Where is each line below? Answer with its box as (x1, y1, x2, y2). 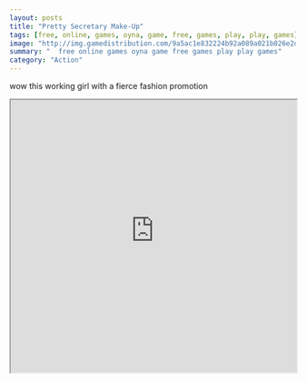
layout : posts (9, 13, 64, 23)
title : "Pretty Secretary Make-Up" (9, 22, 144, 31)
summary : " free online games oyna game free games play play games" (9, 47, 282, 56)
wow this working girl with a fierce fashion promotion (9, 81, 209, 91)
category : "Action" (9, 55, 84, 65)
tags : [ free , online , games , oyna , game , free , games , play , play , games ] (9, 30, 299, 39)
